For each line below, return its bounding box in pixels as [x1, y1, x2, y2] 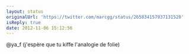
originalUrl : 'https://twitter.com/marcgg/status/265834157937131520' [6, 14, 184, 20]
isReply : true [6, 19, 41, 25]
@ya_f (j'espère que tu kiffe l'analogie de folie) [6, 41, 120, 48]
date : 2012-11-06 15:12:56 [6, 25, 73, 31]
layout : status [6, 8, 44, 15]
